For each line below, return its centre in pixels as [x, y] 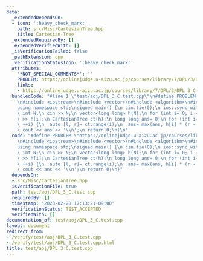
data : [13, 12]
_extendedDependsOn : [37, 18]
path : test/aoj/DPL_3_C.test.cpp [54, 192]
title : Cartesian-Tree [46, 35]
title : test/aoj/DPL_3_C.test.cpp [50, 248]
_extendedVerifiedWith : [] [46, 46]
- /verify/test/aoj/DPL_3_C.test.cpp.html [60, 243]
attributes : [27, 68]
